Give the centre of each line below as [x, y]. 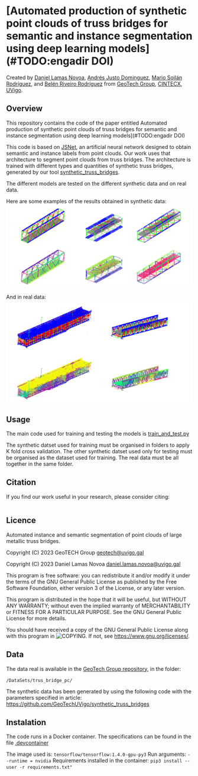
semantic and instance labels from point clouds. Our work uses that [88, 153]
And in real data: [26, 297]
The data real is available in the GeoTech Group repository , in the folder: [94, 668]
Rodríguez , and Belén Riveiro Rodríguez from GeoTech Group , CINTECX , [94, 83]
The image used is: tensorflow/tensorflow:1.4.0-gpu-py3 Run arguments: [96, 754]
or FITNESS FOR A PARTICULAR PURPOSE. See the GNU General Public [94, 612]
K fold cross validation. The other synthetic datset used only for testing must [99, 452]
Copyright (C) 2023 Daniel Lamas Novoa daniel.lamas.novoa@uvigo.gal [93, 564]
